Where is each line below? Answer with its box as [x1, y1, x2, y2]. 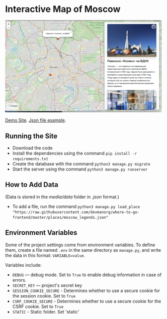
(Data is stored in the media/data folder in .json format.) [5, 193, 119, 200]
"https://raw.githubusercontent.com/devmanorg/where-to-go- [12, 209, 140, 215]
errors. [12, 277, 26, 283]
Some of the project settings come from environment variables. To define [5, 242, 156, 248]
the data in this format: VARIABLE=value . [5, 252, 85, 258]
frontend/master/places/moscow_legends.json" [12, 215, 108, 220]
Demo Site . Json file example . [5, 117, 66, 123]
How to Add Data [5, 180, 59, 189]
